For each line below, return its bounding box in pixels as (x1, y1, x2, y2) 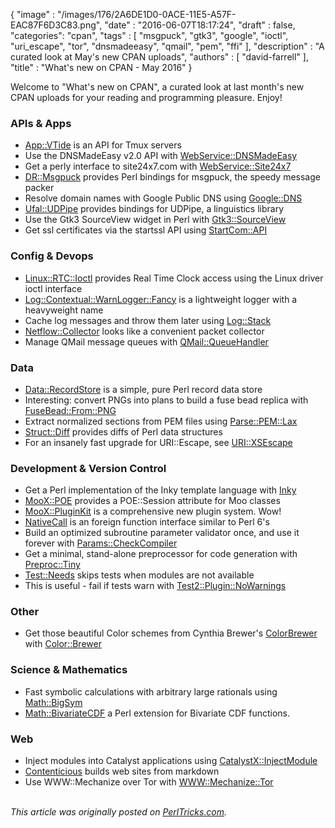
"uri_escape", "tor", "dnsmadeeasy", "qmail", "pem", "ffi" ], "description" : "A (10, 40, 325, 52)
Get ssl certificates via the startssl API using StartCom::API (24, 224, 268, 236)
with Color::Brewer (24, 638, 102, 650)
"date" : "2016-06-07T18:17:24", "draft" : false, (104, 19, 296, 31)
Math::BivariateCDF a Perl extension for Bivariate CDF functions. (24, 707, 291, 719)
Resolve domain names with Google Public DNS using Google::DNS (24, 192, 303, 204)
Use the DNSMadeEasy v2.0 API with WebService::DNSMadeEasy (24, 150, 298, 162)
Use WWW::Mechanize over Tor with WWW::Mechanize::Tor (24, 776, 274, 788)
